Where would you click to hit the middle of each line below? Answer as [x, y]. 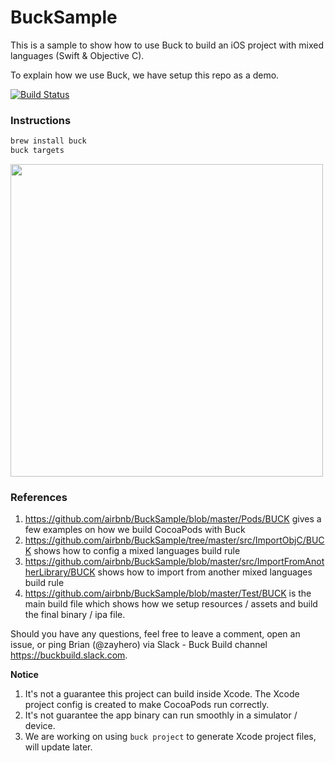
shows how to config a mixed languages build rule [137, 551]
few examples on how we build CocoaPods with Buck [135, 530]
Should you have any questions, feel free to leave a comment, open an [155, 634]
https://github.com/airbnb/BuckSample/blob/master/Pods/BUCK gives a [173, 519]
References [39, 497]
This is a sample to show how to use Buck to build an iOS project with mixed [167, 45]
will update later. [58, 747]
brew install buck [48, 141]
